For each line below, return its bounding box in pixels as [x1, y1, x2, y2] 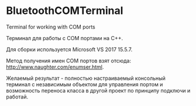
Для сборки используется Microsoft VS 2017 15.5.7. [6, 45, 133, 53]
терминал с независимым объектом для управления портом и [6, 80, 163, 88]
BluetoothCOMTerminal [6, 4, 123, 17]
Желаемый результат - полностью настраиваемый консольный [6, 75, 166, 82]
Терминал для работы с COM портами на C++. [6, 34, 123, 41]
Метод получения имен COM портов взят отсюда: [6, 57, 132, 64]
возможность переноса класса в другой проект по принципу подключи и [6, 87, 191, 94]
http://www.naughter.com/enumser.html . [6, 63, 104, 70]
